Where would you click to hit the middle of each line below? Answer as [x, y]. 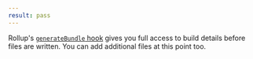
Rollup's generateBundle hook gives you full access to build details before [127, 38]
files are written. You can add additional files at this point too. [107, 46]
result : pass [29, 15]
